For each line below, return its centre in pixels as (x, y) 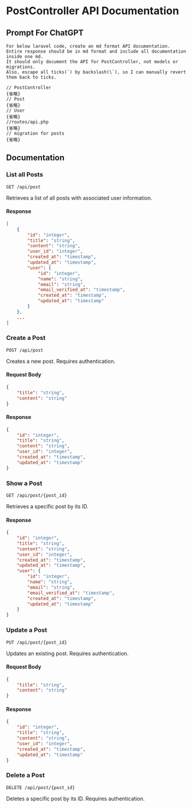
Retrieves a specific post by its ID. (47, 507)
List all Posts (25, 174)
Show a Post (24, 483)
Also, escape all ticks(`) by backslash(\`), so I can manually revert (96, 72)
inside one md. (25, 57)
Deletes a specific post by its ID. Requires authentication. (75, 799)
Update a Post (27, 630)
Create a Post (26, 338)
